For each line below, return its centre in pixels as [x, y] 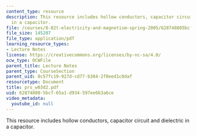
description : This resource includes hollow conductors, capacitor [90, 17]
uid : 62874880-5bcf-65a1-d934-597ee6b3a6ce [60, 93]
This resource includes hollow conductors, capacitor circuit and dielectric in [98, 120]
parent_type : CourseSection [40, 71]
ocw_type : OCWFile [28, 60]
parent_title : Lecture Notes [42, 66]
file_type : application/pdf [40, 39]
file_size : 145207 [28, 33]
